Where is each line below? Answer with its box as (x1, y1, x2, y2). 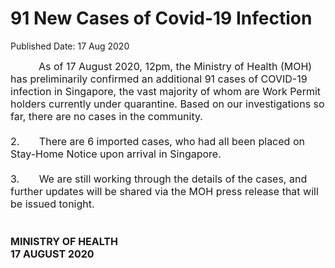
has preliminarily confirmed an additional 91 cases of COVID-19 (10, 72, 308, 86)
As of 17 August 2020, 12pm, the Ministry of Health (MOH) (38, 59, 313, 73)
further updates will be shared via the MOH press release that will (10, 184, 319, 198)
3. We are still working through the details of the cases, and (10, 172, 308, 186)
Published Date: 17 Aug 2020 (10, 40, 130, 52)
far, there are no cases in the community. (10, 109, 203, 123)
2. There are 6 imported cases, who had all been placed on (10, 134, 305, 148)
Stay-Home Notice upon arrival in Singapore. (10, 147, 222, 161)
